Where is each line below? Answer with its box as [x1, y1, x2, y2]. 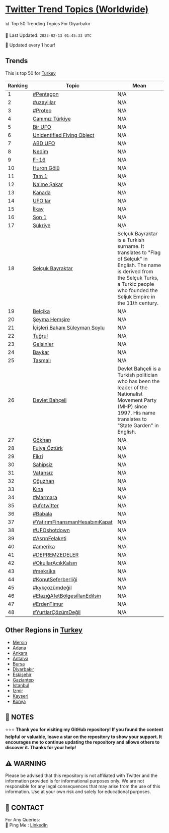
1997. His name [117, 409, 156, 416]
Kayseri [12, 693, 29, 699]
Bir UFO [32, 123, 51, 130]
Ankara [12, 650, 28, 656]
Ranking [8, 82, 28, 89]
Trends [5, 57, 28, 65]
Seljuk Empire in [117, 293, 155, 300]
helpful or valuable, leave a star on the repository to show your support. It [5, 734, 162, 740]
